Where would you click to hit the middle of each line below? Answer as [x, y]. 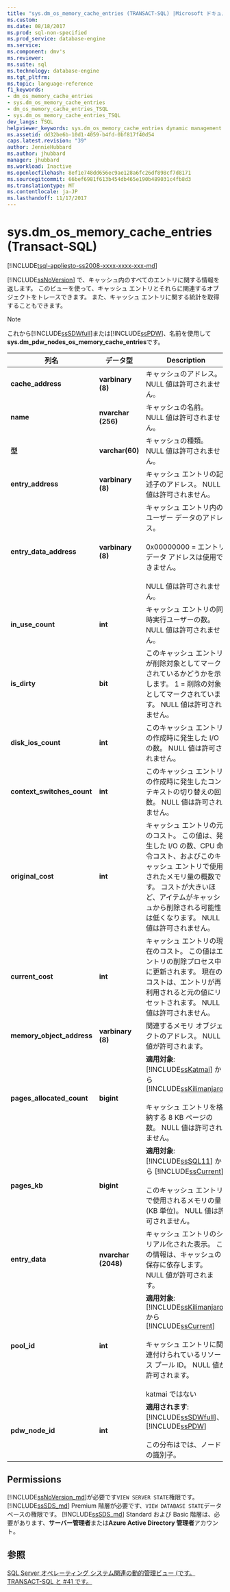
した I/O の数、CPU [184, 846]
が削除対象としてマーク [183, 663]
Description [186, 360]
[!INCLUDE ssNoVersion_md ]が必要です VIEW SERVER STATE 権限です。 [103, 1497]
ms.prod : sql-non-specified [47, 33]
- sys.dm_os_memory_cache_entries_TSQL [64, 115]
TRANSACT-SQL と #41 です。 [50, 1581]
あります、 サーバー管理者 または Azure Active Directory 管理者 [107, 1523]
